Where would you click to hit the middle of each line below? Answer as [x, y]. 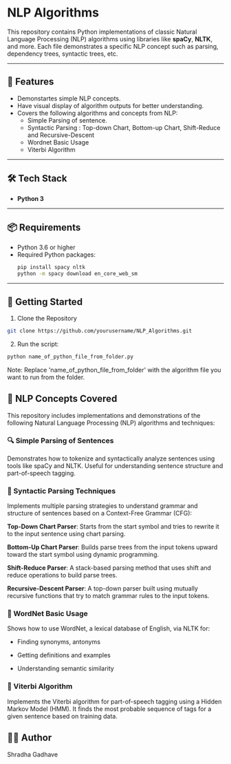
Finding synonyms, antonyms [59, 642]
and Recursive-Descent [61, 135]
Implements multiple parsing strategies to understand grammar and [102, 506]
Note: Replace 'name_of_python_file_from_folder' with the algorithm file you [114, 370]
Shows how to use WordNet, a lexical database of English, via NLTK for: [109, 628]
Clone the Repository [47, 318]
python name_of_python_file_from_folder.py [70, 357]
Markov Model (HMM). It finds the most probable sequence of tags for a [109, 709]
